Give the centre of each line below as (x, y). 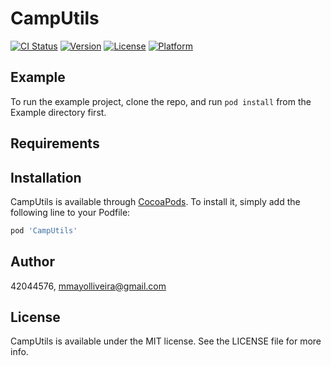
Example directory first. (58, 112)
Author (32, 262)
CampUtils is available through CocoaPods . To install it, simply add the (155, 201)
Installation (46, 177)
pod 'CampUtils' (44, 230)
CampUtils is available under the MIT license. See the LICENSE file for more (166, 341)
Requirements (55, 143)
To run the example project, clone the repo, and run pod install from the (161, 101)
